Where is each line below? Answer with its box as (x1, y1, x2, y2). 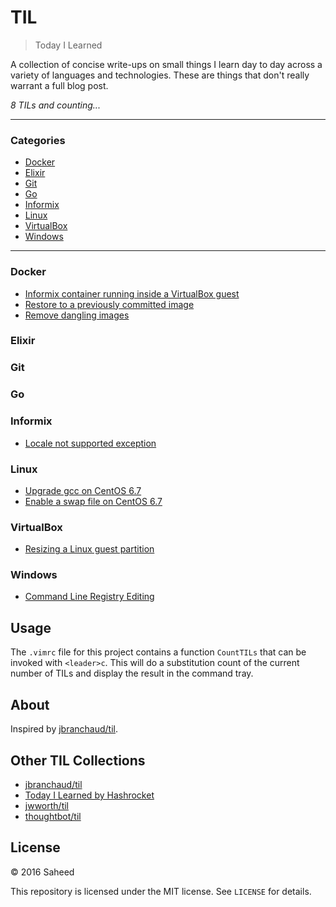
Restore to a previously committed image (24, 298, 195, 310)
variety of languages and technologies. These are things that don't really (10, 69, 310, 81)
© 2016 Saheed (10, 866, 75, 878)
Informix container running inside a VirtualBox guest (24, 287, 240, 300)
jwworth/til (24, 799, 69, 811)
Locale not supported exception (24, 437, 157, 449)
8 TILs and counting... (10, 99, 101, 111)
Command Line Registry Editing (24, 591, 155, 603)
